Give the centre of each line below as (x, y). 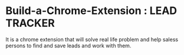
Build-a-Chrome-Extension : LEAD (91, 11)
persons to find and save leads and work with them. (68, 46)
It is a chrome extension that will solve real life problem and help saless (92, 39)
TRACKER (30, 23)
